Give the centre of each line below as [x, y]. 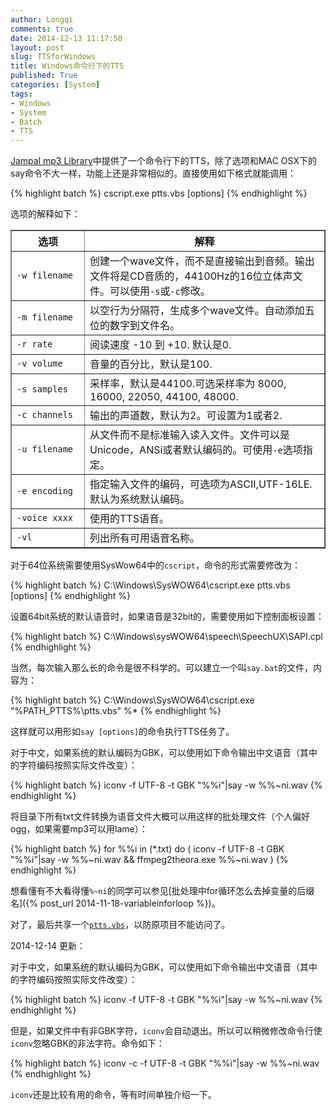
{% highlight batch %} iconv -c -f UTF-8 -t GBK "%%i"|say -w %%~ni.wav [165, 1063]
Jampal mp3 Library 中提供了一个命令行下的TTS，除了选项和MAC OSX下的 [163, 161]
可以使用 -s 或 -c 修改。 [160, 291]
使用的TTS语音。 [129, 519]
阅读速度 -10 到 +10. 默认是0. [160, 345]
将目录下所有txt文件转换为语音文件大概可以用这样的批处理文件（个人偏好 [160, 817]
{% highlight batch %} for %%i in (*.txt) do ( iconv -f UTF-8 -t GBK [147, 849]
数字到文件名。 [145, 326]
